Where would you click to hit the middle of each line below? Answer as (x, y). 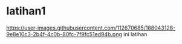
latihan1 (26, 11)
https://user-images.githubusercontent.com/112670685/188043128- (91, 28)
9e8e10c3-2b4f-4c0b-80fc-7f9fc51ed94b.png (64, 34)
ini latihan (135, 34)
